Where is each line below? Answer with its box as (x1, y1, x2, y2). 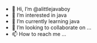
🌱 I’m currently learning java (11, 18, 80, 24)
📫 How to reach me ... (11, 31, 66, 37)
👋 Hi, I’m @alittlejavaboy (11, 6, 71, 12)
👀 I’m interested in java (11, 12, 67, 19)
